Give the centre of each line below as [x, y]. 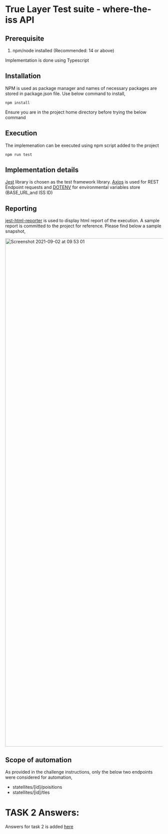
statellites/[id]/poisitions [37, 787]
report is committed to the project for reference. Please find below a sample [83, 226]
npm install [17, 103]
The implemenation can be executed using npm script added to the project [82, 145]
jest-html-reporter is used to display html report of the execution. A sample [82, 221]
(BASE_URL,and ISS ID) [29, 193]
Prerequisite [25, 38]
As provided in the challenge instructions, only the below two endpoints [79, 772]
